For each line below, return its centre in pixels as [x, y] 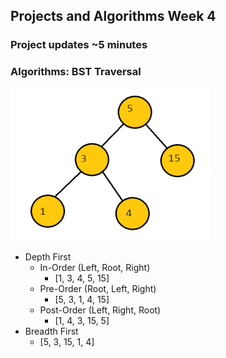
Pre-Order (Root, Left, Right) [98, 288]
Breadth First [51, 331]
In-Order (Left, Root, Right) [95, 267]
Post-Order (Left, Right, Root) [100, 310]
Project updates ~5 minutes [79, 45]
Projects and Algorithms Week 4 [113, 16]
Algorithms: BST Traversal [76, 72]
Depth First [48, 256]
